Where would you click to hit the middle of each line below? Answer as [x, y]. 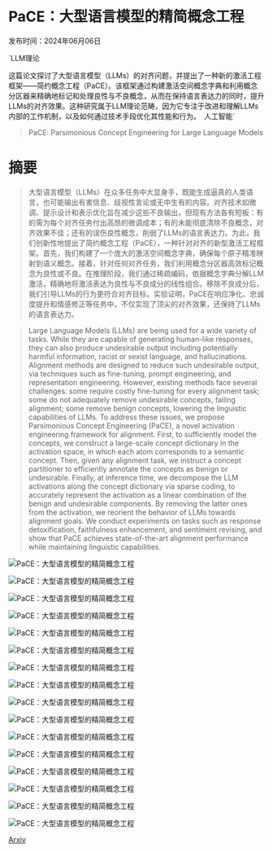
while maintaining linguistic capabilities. [95, 547]
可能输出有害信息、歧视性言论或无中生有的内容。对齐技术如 [149, 202]
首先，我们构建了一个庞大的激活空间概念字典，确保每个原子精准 [149, 253]
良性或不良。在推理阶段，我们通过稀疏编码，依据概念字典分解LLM [153, 273]
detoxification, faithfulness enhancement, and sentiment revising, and [145, 529]
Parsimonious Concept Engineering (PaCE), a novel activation [131, 425]
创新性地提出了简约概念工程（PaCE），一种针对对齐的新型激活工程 [146, 243]
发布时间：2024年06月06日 [55, 41]
